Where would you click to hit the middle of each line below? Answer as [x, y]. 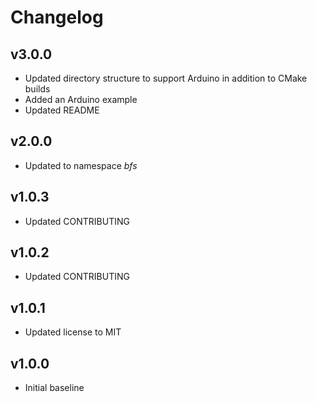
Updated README [62, 110]
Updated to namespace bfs [81, 165]
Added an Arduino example [81, 99]
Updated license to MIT [73, 332]
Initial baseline [54, 388]
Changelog [57, 17]
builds [37, 89]
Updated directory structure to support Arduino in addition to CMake [166, 78]
